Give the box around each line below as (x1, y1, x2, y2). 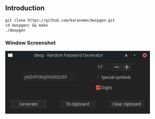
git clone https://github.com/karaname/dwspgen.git (5, 17, 115, 23)
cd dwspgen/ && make (5, 22, 48, 28)
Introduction (5, 4, 45, 12)
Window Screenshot (5, 39, 56, 46)
